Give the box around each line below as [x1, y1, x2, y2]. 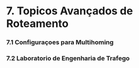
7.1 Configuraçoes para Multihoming [6, 38, 114, 47]
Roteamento [6, 17, 69, 30]
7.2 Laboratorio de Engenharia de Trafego [6, 54, 130, 63]
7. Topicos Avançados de [6, 4, 134, 18]
